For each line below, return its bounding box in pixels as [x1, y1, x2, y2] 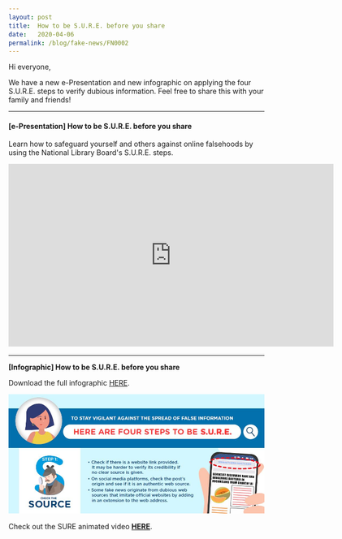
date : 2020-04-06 [8, 30, 75, 38]
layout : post [8, 13, 53, 21]
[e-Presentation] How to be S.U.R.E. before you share [8, 121, 193, 131]
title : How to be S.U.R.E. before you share [8, 21, 165, 30]
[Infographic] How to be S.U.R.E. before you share [8, 362, 180, 373]
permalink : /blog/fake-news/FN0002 [8, 39, 129, 47]
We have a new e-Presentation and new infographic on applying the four [8, 78, 252, 88]
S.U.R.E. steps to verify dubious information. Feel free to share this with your [8, 86, 264, 97]
